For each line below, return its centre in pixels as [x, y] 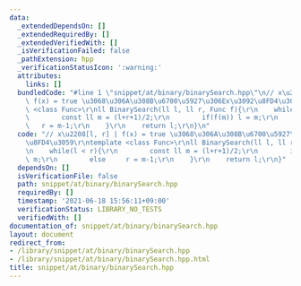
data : [19, 17]
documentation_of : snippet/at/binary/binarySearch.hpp [114, 226]
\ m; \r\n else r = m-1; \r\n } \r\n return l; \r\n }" [156, 159]
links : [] [44, 84]
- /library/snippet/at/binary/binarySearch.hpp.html [110, 260]
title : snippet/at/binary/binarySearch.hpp [92, 268]
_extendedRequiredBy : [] [64, 34]
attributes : [40, 76]
